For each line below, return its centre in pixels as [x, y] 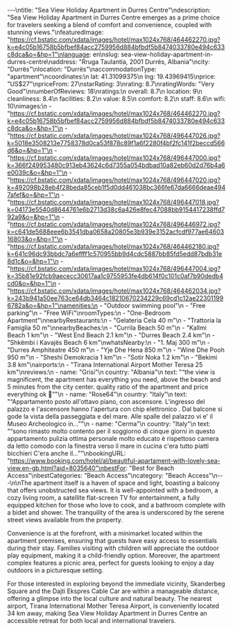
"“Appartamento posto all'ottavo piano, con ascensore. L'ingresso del [106, 402]
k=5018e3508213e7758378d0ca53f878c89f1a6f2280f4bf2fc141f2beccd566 [116, 143]
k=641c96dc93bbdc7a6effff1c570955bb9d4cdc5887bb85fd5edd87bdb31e [115, 254]
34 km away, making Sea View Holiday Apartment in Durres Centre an [107, 613]
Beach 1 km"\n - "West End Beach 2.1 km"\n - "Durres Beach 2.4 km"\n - [111, 335]
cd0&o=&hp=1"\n [32, 283]
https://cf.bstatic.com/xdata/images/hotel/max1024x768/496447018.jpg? [115, 202]
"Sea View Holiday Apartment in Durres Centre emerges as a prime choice [114, 17]
